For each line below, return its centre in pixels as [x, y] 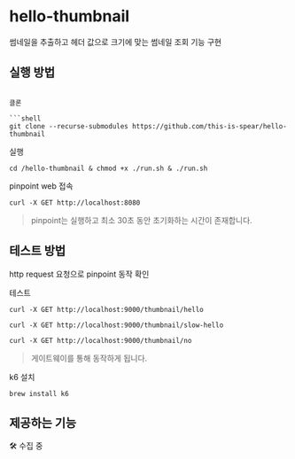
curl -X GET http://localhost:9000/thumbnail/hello [106, 309]
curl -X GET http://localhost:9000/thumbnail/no [101, 340]
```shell [25, 118]
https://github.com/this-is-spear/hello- [210, 126]
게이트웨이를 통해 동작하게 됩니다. [89, 358]
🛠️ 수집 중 [26, 446]
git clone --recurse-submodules [69, 126]
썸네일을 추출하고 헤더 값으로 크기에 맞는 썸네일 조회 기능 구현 [116, 42]
